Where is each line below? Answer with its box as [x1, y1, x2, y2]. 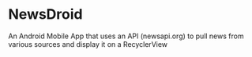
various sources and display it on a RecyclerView [8, 39, 168, 48]
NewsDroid [8, 5, 83, 23]
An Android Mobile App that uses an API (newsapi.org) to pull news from [8, 31, 244, 41]
